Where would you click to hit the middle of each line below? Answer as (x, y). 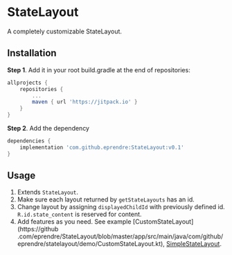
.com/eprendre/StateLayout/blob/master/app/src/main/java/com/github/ (120, 236)
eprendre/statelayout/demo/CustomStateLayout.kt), (91, 244)
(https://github (38, 229)
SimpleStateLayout (193, 244)
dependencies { (29, 141)
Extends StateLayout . (47, 192)
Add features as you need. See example (74, 222)
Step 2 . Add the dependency (48, 128)
